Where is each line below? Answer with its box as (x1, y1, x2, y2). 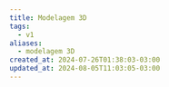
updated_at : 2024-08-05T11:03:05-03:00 (9, 64, 161, 73)
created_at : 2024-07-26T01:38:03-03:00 (9, 55, 161, 64)
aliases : (9, 38, 43, 48)
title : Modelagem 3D (9, 13, 88, 23)
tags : (9, 22, 30, 31)
